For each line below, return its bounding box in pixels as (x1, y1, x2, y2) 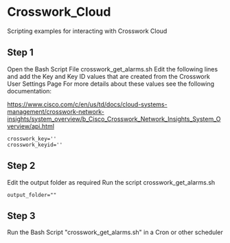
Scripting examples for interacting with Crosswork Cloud (7, 27, 168, 35)
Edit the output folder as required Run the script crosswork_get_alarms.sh (7, 178, 216, 186)
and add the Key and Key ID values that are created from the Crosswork (7, 72, 211, 80)
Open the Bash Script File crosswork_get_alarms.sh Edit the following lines (7, 65, 218, 73)
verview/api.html (7, 121, 55, 130)
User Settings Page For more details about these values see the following (7, 80, 215, 88)
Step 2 (7, 160, 36, 172)
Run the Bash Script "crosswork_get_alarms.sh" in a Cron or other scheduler (7, 228, 223, 237)
